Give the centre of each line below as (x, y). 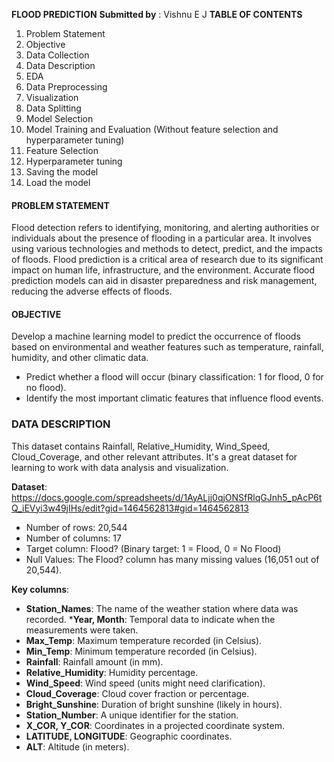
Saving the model (62, 172)
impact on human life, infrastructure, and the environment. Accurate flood (163, 270)
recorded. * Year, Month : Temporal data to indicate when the (150, 619)
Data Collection (57, 55)
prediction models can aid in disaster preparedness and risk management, (164, 281)
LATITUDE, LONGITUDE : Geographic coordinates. (129, 736)
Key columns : (40, 589)
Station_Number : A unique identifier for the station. (132, 715)
